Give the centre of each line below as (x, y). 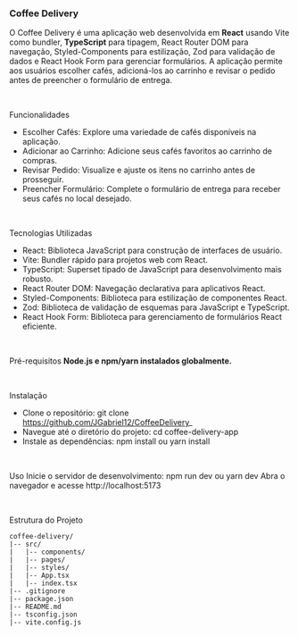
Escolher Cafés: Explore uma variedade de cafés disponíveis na (139, 132)
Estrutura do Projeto (46, 520)
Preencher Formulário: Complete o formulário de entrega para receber (151, 189)
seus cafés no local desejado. (77, 198)
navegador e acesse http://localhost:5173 (85, 486)
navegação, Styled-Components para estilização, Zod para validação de (142, 52)
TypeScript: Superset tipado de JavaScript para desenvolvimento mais (152, 270)
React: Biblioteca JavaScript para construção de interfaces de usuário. (152, 251)
